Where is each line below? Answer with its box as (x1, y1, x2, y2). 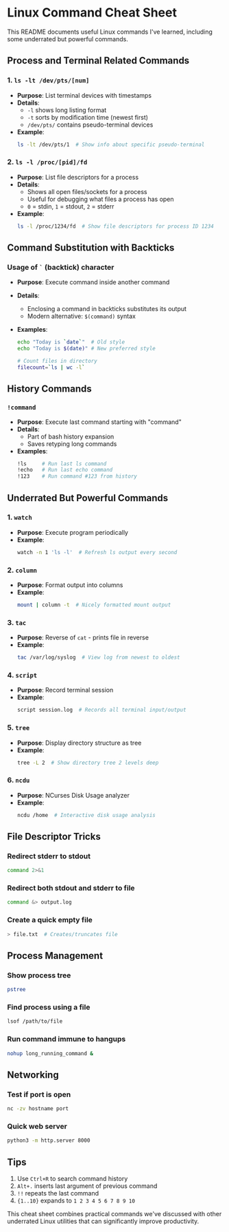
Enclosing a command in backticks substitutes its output (27, 305, 187, 313)
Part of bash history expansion (27, 432, 114, 440)
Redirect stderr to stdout (7, 851, 91, 861)
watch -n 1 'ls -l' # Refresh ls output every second (16, 549, 178, 555)
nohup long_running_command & (7, 1050, 94, 1057)
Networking (7, 1069, 60, 1081)
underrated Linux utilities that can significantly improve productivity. (7, 1217, 200, 1225)
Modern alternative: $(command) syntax (27, 312, 136, 321)
